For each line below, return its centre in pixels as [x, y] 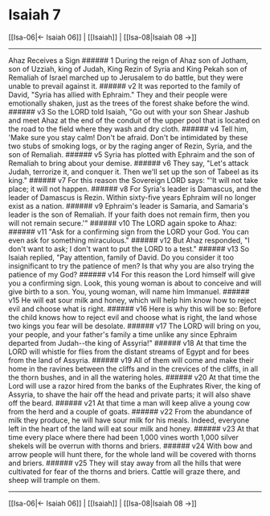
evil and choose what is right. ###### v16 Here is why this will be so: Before [135, 309]
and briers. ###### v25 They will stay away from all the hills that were [125, 463]
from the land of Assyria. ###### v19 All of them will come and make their [131, 360]
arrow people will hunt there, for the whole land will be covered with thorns [133, 454]
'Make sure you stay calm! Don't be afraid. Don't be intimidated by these [128, 137]
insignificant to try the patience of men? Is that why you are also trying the [131, 266]
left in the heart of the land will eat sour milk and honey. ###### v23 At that [134, 428]
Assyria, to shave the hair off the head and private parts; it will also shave [130, 394]
